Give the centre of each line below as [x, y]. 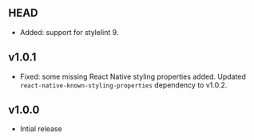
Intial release [41, 129]
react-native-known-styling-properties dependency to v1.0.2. [123, 85]
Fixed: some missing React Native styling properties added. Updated [133, 76]
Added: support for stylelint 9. [69, 32]
